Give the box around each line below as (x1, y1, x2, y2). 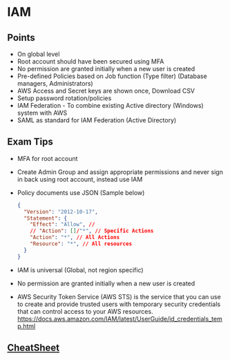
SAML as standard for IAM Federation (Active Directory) (17, 116, 177, 124)
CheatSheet (7, 342, 60, 354)
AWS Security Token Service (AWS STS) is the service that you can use (17, 292, 221, 301)
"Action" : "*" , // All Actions (30, 234, 120, 241)
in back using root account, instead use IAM (17, 175, 143, 183)
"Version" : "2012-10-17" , (23, 208, 98, 215)
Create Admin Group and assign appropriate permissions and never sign (17, 167, 223, 176)
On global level (17, 50, 60, 58)
